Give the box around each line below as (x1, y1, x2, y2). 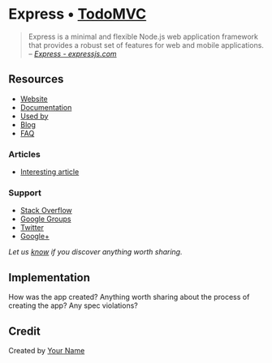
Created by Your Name (8, 345, 85, 355)
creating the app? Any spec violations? (8, 301, 138, 310)
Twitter (19, 223, 45, 233)
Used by (19, 111, 49, 121)
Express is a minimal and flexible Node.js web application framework (28, 32, 258, 41)
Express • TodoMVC (8, 5, 147, 23)
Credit (8, 324, 41, 338)
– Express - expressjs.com (28, 49, 117, 58)
